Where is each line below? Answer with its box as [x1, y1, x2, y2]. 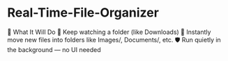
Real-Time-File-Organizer [7, 5, 159, 21]
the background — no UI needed [7, 45, 101, 53]
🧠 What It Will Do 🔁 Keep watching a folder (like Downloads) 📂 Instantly [7, 28, 211, 36]
